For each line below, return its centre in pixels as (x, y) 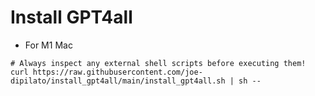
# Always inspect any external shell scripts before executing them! (158, 63)
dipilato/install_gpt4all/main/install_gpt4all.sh (118, 81)
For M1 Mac (48, 45)
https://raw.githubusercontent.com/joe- (117, 72)
